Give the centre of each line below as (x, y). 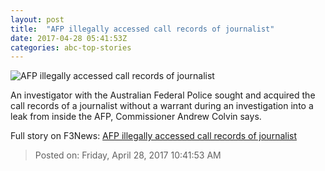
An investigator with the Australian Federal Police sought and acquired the (163, 95)
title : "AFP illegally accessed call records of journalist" (142, 29)
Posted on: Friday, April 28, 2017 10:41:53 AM (128, 155)
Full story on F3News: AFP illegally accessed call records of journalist (154, 136)
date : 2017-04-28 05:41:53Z (69, 38)
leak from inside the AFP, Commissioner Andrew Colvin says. (136, 117)
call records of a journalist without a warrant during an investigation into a (162, 106)
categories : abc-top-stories (71, 47)
